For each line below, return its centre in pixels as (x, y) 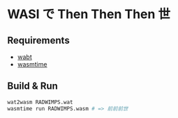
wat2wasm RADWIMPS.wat (40, 102)
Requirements (38, 40)
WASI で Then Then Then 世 (89, 14)
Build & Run (32, 86)
